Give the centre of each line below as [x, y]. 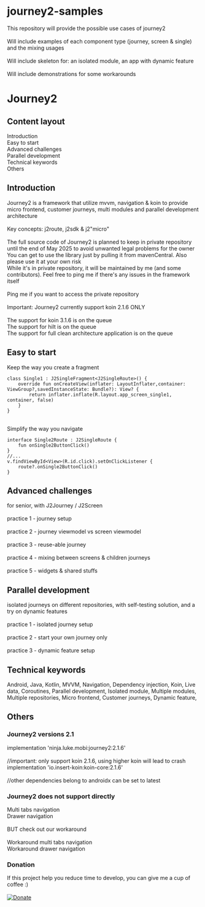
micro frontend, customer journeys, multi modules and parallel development [103, 209]
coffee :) [18, 884]
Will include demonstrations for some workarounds [72, 74]
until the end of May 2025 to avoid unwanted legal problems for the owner [101, 248]
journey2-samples [55, 11]
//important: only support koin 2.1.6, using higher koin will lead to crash [96, 761]
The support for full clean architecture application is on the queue [90, 333]
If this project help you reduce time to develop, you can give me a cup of [99, 878]
